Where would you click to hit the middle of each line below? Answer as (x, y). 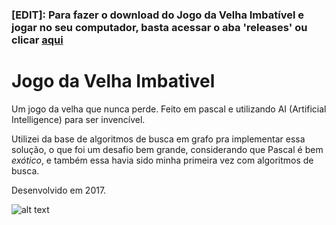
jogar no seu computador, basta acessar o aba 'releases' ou (159, 27)
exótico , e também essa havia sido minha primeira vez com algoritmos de (162, 160)
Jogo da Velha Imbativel (113, 81)
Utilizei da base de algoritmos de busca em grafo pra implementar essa (158, 139)
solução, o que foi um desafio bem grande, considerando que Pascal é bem (167, 149)
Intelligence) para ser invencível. (78, 119)
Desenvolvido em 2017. (59, 190)
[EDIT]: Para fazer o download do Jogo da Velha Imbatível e (157, 15)
